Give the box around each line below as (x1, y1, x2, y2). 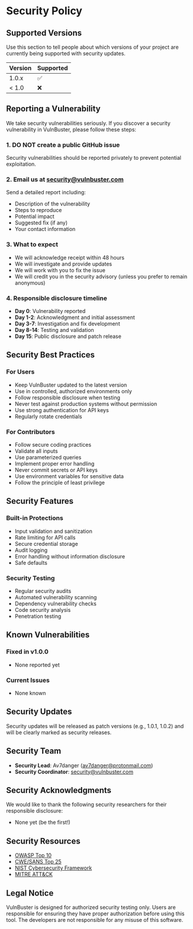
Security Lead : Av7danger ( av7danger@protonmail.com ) (14, 761, 153, 769)
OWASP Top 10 (14, 852, 52, 859)
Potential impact (14, 213, 54, 220)
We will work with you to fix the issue (14, 266, 105, 274)
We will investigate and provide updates (14, 260, 112, 267)
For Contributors (6, 428, 55, 436)
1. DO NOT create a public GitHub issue (6, 141, 120, 149)
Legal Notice (6, 888, 54, 898)
